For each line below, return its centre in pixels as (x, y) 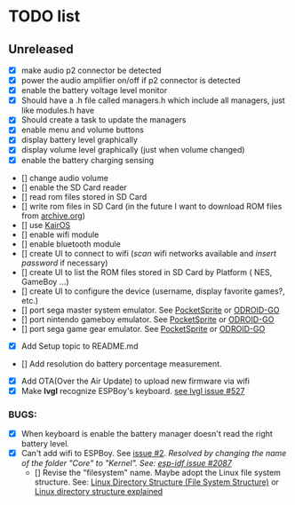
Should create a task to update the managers (104, 120)
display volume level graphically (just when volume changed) (133, 150)
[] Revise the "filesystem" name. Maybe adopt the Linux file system (158, 473)
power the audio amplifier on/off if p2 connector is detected (131, 81)
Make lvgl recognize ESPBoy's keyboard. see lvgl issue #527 (133, 391)
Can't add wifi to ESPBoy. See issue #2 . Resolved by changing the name (154, 454)
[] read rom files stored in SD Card (84, 196)
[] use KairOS (46, 225)
